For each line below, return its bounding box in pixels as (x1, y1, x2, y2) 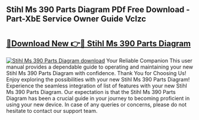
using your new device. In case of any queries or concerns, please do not (6, 101, 187, 108)
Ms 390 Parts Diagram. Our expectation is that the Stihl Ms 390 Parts (6, 89, 176, 95)
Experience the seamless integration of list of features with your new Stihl (6, 82, 188, 89)
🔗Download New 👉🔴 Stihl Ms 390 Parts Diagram (6, 38, 191, 48)
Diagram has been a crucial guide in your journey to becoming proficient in (6, 95, 190, 102)
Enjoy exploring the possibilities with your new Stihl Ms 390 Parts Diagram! (6, 76, 190, 83)
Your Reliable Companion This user (106, 57, 192, 64)
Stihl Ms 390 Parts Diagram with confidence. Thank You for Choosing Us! (6, 70, 186, 76)
